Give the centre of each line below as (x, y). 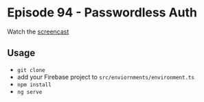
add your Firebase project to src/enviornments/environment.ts (105, 77)
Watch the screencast (38, 31)
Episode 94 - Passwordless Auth (102, 13)
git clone (31, 70)
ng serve (30, 92)
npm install (34, 85)
